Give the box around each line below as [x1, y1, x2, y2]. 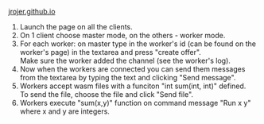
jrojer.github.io [8, 7, 56, 16]
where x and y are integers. [19, 107, 110, 116]
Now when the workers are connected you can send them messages [19, 64, 246, 74]
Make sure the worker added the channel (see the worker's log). [19, 56, 231, 65]
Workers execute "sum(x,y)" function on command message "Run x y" [19, 99, 251, 107]
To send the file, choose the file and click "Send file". [19, 90, 193, 99]
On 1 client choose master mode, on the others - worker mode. [19, 31, 226, 40]
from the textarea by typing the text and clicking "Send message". [19, 73, 236, 82]
